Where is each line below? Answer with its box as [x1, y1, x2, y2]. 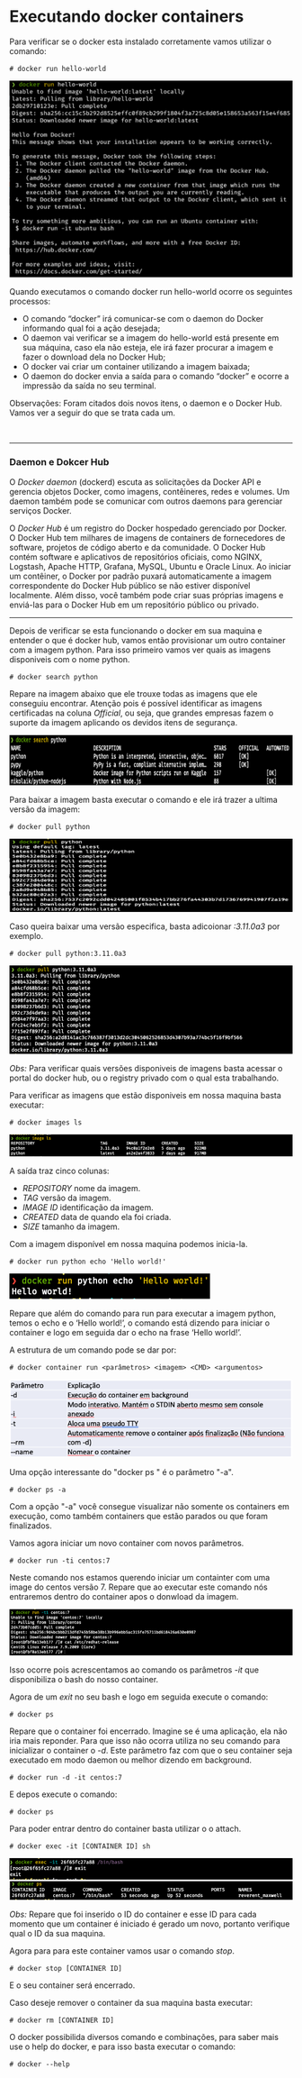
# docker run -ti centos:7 [9, 1556, 111, 1565]
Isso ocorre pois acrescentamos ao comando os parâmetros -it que [9, 1664, 259, 1675]
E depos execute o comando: [9, 1789, 118, 1800]
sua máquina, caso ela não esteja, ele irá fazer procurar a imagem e [22, 342, 274, 353]
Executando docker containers [9, 6, 244, 27]
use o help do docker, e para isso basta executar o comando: [9, 2041, 236, 2052]
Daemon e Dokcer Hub [9, 456, 110, 469]
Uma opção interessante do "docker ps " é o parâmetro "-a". [9, 1467, 234, 1478]
